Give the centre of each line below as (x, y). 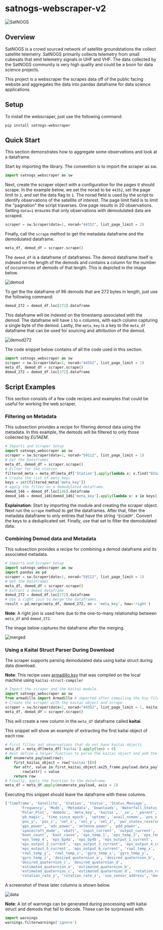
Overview (20, 37)
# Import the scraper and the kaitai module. (52, 689)
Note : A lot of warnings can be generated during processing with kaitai (76, 904)
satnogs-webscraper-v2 (56, 9)
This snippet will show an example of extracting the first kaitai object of (76, 731)
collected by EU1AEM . (27, 437)
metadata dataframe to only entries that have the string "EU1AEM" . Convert (79, 516)
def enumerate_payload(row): (34, 758)
